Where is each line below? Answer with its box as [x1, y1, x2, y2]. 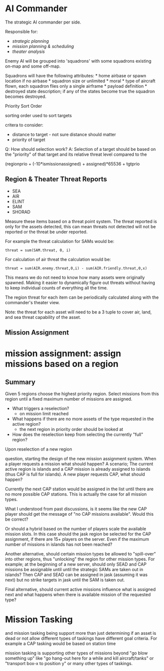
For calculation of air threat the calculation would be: [5, 256, 111, 262]
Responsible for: [5, 28, 38, 34]
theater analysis [12, 48, 45, 54]
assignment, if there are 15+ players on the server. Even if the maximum [5, 536, 149, 542]
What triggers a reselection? [12, 406, 69, 411]
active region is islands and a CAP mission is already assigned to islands [5, 466, 150, 472]
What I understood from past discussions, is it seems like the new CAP [5, 506, 147, 512]
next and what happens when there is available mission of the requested [5, 592, 151, 598]
